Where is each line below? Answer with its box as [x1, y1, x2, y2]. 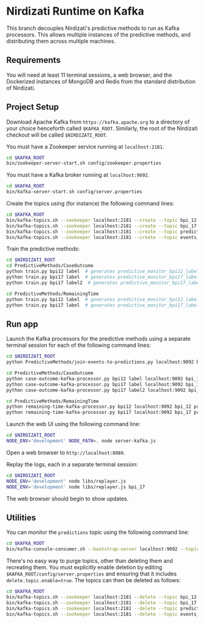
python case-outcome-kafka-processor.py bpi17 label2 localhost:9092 [6, 387, 186, 393]
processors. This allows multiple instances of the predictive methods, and [6, 30, 191, 38]
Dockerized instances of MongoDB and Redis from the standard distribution [6, 77, 196, 85]
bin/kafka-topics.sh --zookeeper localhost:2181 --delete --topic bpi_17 [6, 599, 197, 606]
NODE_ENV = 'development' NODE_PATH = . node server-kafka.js [6, 438, 156, 444]
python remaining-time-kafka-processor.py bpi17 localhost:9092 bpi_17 [6, 410, 191, 416]
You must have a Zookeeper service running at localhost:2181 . [6, 143, 165, 150]
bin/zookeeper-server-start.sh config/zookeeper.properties [6, 160, 162, 166]
